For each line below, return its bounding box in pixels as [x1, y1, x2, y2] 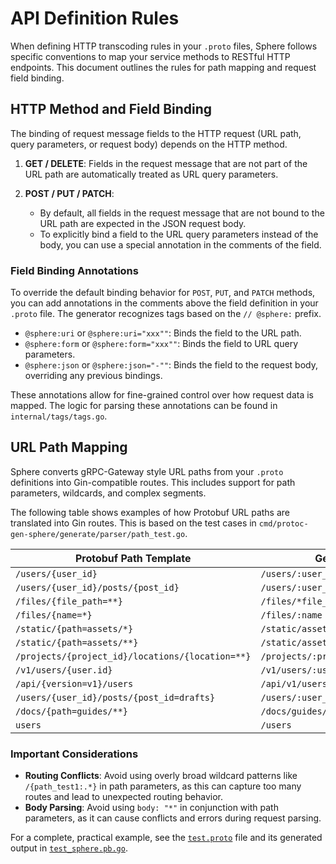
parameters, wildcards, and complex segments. [10, 487, 207, 499]
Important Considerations [10, 747, 139, 761]
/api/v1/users [260, 678, 328, 689]
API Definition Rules [10, 7, 180, 30]
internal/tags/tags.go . [10, 410, 108, 422]
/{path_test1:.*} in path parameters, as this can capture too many [24, 780, 302, 792]
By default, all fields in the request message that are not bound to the [39, 207, 325, 219]
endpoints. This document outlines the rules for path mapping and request [10, 61, 317, 73]
